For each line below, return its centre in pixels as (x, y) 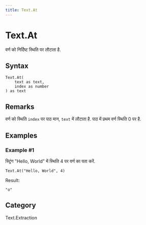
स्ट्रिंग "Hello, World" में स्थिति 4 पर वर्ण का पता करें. (50, 161)
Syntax (17, 66)
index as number (32, 87)
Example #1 (20, 150)
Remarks (20, 107)
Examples (21, 135)
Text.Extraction (21, 217)
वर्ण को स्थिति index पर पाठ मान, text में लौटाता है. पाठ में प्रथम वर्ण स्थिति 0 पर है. (73, 119)
